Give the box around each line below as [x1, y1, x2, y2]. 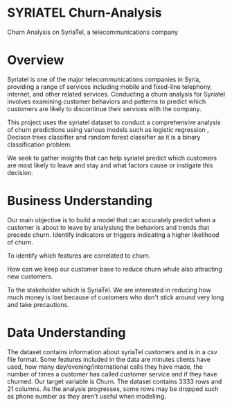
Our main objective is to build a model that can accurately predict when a [7, 215, 216, 224]
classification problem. [7, 140, 72, 149]
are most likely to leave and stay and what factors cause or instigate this [7, 161, 213, 169]
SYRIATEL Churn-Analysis [7, 5, 162, 21]
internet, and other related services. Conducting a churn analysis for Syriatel [7, 90, 226, 98]
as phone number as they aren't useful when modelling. [7, 392, 166, 400]
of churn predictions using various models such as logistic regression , [7, 125, 209, 133]
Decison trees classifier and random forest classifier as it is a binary [7, 133, 201, 141]
